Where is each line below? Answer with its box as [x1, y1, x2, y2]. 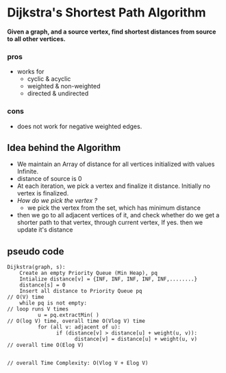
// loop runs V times [7, 306, 69, 313]
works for [16, 67, 45, 76]
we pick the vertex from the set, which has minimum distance [27, 204, 201, 212]
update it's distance [16, 226, 73, 234]
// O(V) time [7, 293, 45, 301]
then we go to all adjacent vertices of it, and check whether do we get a [16, 211, 220, 219]
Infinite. [16, 167, 39, 176]
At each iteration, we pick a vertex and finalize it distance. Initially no [16, 182, 211, 190]
